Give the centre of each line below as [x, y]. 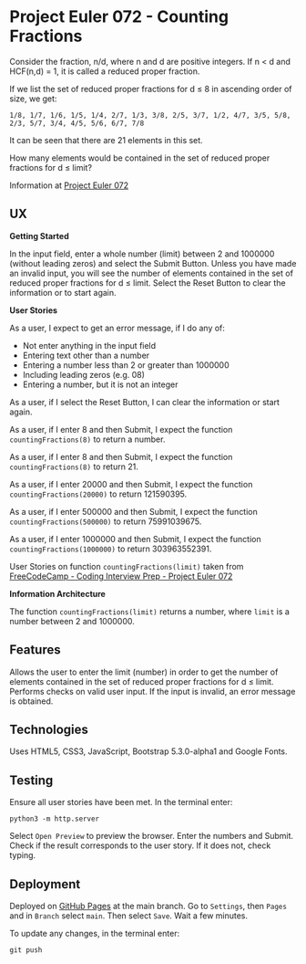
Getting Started [40, 236]
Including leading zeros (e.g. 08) [84, 374]
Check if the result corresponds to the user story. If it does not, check [140, 845]
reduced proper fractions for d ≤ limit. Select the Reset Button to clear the [148, 283]
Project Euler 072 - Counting [119, 17]
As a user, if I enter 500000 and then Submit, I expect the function [133, 511]
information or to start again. [63, 292]
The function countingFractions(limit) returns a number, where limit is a [149, 611]
